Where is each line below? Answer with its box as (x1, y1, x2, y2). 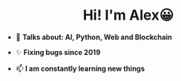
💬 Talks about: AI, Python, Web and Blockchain (15, 32, 172, 42)
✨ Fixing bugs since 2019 (15, 47, 101, 57)
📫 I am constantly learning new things (15, 64, 146, 73)
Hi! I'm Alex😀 (82, 6, 175, 24)
